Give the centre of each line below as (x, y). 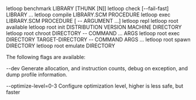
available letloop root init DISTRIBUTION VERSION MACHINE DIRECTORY (94, 27)
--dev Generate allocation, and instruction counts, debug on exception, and (97, 68)
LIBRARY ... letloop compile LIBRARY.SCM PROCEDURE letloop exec (88, 15)
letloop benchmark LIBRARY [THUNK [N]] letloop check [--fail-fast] (87, 8)
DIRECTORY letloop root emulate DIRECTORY (61, 46)
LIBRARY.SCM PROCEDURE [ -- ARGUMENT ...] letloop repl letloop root (92, 21)
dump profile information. (37, 75)
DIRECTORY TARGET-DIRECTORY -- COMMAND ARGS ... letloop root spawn (98, 39)
